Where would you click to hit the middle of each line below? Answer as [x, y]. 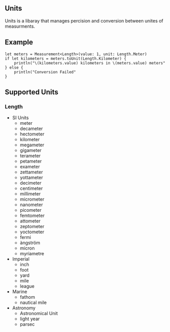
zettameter [31, 172]
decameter [31, 129]
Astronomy [24, 308]
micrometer [32, 200]
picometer [31, 210]
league [27, 286]
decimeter [31, 183]
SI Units [20, 118]
